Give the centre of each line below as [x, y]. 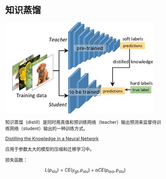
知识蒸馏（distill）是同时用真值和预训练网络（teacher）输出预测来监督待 [81, 122]
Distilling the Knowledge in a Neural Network [52, 138]
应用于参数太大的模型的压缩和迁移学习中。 [50, 149]
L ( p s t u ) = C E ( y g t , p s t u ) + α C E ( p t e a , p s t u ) [85, 170]
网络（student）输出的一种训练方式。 [48, 128]
